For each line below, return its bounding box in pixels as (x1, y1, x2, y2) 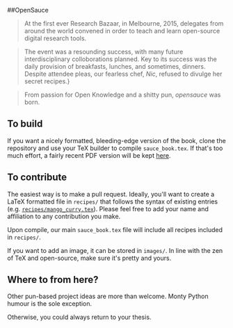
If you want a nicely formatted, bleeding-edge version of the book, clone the (7, 136, 226, 145)
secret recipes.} (24, 77, 70, 85)
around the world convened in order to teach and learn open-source (24, 27, 220, 35)
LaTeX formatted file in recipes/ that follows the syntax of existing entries (7, 197, 218, 206)
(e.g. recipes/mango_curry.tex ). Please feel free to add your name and (7, 204, 209, 213)
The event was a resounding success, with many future (24, 48, 184, 56)
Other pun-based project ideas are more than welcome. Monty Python (7, 292, 209, 301)
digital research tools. (24, 34, 87, 42)
